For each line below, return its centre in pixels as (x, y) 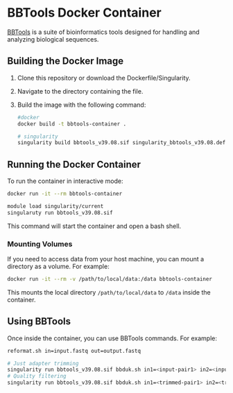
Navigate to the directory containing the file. (80, 91)
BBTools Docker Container (84, 13)
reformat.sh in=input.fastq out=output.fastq (74, 351)
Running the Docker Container (74, 164)
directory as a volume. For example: (58, 266)
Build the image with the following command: (81, 105)
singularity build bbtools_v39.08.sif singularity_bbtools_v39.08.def (121, 143)
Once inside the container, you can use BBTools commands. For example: (112, 338)
